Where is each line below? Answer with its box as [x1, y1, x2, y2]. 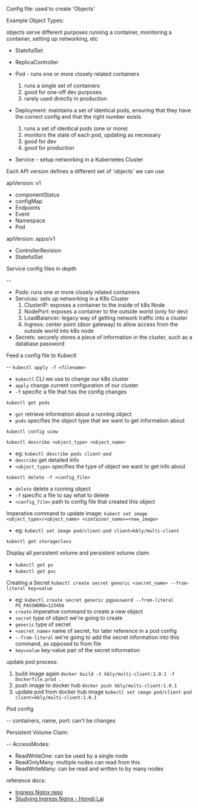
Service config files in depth [6, 265, 77, 272]
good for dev [24, 138, 57, 145]
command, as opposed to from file [15, 640, 102, 647]
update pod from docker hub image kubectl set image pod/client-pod [15, 688, 192, 695]
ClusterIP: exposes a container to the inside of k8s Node [24, 301, 165, 309]
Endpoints [15, 204, 41, 211]
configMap [15, 198, 42, 205]
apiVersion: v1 [6, 179, 41, 187]
